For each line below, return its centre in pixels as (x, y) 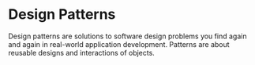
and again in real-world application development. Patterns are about (119, 44)
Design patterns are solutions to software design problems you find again (127, 36)
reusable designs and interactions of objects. (82, 52)
